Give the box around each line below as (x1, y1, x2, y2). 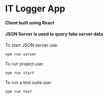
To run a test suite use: (5, 79, 52, 85)
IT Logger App (5, 3, 66, 14)
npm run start (5, 70, 35, 75)
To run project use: (5, 61, 44, 67)
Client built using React (5, 19, 55, 25)
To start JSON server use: (5, 42, 59, 48)
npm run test (5, 89, 32, 94)
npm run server (5, 52, 37, 57)
